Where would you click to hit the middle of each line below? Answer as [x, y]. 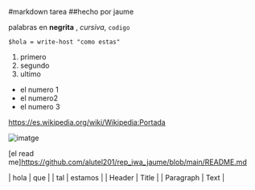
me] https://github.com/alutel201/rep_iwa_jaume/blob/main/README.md [127, 162]
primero [33, 57]
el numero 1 [39, 89]
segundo [35, 65]
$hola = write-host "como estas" [64, 42]
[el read [21, 153]
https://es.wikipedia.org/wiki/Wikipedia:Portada [87, 122]
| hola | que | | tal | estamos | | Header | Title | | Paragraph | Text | [117, 178]
